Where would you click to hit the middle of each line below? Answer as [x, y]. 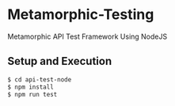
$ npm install [31, 87]
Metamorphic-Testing [81, 15]
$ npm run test [32, 94]
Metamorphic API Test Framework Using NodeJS [87, 36]
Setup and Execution [60, 61]
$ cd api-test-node [40, 79]
